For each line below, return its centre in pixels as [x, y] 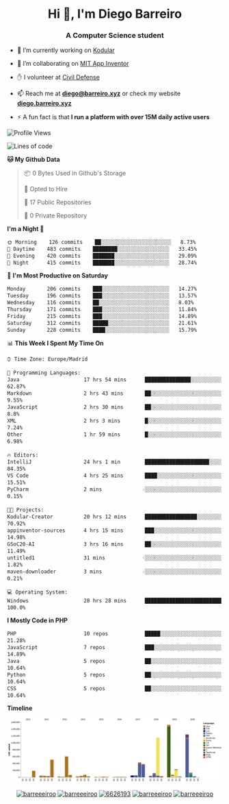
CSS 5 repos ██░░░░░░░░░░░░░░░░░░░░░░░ [114, 689]
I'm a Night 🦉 [26, 229]
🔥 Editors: [23, 455]
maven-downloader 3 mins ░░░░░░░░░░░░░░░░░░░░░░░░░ [114, 572]
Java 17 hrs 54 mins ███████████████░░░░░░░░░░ [114, 380]
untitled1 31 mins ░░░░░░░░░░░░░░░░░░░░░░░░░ [114, 558]
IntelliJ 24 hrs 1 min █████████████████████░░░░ [114, 462]
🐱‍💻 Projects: [26, 510]
